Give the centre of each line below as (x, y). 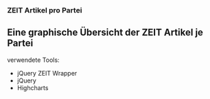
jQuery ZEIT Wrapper (47, 73)
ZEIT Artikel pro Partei (45, 10)
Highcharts (33, 87)
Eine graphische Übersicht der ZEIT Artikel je (105, 33)
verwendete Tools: (33, 60)
